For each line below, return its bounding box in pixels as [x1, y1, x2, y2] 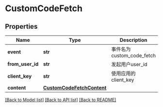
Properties [5, 22, 38, 31]
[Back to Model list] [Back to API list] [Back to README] [5, 97, 116, 103]
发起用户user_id [111, 61, 147, 68]
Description [119, 37, 147, 43]
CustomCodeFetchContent [43, 85, 107, 91]
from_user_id [7, 61, 39, 67]
